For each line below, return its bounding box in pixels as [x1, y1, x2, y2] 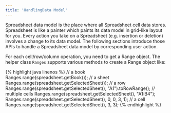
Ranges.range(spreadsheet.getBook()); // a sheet [5, 74, 109, 80]
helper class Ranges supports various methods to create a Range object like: [5, 59, 166, 65]
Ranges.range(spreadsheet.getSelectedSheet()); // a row [5, 80, 126, 86]
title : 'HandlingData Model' [5, 7, 68, 13]
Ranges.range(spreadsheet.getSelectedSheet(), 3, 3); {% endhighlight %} [5, 101, 162, 108]
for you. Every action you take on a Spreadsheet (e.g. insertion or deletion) [5, 32, 163, 39]
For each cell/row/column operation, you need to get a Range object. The [5, 53, 161, 60]
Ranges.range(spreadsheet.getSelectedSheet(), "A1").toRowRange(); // [5, 85, 155, 91]
